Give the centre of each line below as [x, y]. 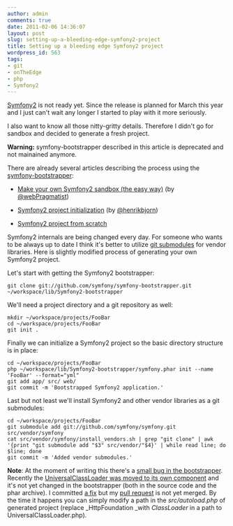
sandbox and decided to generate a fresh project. [78, 134]
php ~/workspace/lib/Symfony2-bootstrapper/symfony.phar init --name [111, 369]
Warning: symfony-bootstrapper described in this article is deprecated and [115, 147]
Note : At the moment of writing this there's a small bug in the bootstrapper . [115, 471]
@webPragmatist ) [43, 197]
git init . [23, 330]
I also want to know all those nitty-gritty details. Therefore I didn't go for [111, 126]
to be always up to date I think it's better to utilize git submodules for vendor [117, 245]
